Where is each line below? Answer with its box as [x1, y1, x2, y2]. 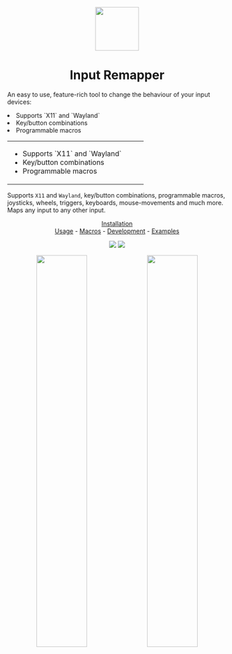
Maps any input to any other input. [7, 206, 106, 214]
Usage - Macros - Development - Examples [54, 227, 180, 235]
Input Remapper [69, 67, 165, 83]
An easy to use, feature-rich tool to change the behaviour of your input [7, 90, 210, 98]
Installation [101, 219, 133, 228]
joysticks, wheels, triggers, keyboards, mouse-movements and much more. [7, 198, 224, 207]
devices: [7, 98, 32, 106]
